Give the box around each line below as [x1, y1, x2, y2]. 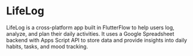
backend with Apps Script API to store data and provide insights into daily [6, 36, 187, 43]
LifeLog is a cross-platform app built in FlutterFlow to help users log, [6, 24, 174, 31]
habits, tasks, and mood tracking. [6, 43, 88, 50]
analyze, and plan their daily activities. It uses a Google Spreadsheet [6, 30, 174, 37]
